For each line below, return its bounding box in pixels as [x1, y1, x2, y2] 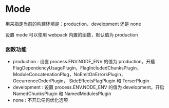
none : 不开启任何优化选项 [12, 97, 68, 103]
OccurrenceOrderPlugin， [12, 78, 68, 84]
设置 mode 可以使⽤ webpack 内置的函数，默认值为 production [5, 31, 138, 38]
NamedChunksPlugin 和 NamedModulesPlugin [12, 91, 111, 97]
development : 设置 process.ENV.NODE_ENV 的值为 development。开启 [12, 84, 164, 91]
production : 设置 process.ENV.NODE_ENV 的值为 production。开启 [12, 59, 156, 65]
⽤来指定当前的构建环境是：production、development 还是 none [5, 21, 141, 27]
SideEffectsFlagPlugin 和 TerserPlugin [69, 78, 149, 84]
